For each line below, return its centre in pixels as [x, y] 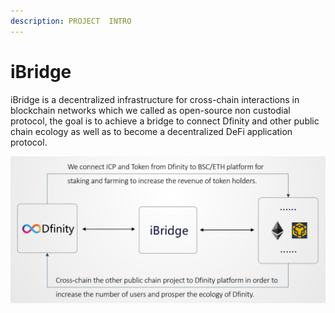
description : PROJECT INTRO [71, 21]
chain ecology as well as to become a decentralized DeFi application [151, 131]
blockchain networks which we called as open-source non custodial [150, 110]
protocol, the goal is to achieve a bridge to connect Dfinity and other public [165, 121]
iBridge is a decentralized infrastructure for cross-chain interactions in [155, 99]
